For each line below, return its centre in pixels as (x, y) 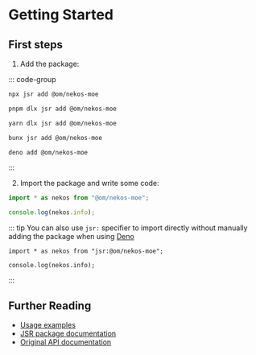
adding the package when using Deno (71, 237)
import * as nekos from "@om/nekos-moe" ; (79, 198)
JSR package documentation (68, 333)
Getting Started (61, 15)
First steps (35, 45)
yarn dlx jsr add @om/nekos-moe (62, 123)
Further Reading (50, 305)
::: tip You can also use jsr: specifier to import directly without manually (128, 228)
